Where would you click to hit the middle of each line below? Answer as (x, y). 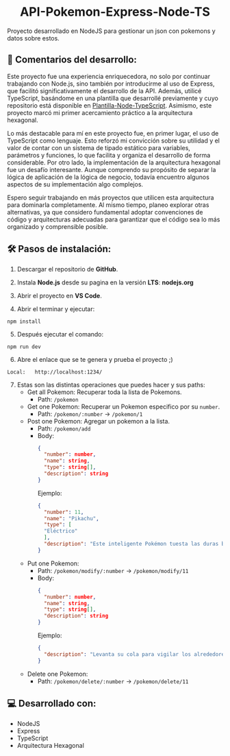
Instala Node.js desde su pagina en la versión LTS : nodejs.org (105, 282)
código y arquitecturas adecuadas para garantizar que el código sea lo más (114, 219)
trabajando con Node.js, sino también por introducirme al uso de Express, (111, 84)
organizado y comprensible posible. (57, 226)
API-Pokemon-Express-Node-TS (115, 12)
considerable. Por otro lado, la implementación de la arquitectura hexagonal (114, 162)
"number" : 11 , (64, 512)
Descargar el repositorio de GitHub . (67, 269)
